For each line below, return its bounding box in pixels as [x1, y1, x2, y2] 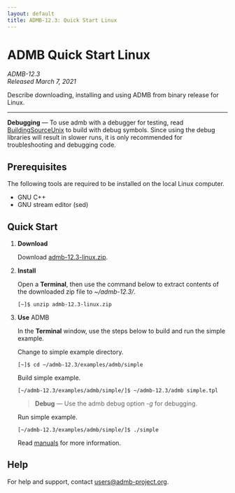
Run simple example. [17, 413, 78, 422]
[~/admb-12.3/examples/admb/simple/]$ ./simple [17, 427, 159, 434]
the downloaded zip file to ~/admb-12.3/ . [17, 287, 136, 296]
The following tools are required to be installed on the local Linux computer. [7, 180, 225, 188]
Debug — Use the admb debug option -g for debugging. [34, 399, 198, 408]
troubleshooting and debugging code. [7, 141, 117, 149]
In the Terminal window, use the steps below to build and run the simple [17, 327, 226, 336]
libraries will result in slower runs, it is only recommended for [7, 134, 183, 142]
